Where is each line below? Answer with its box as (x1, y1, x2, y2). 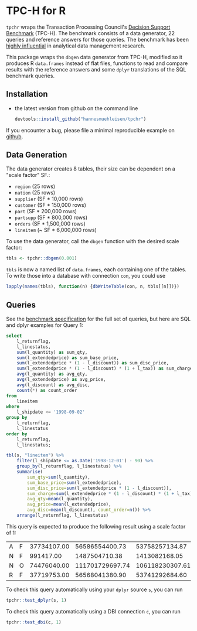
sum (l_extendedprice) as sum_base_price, (16, 354, 119, 361)
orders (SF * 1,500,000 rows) (14, 220, 86, 227)
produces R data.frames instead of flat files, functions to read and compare (6, 60, 188, 67)
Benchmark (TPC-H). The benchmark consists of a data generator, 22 (6, 29, 175, 36)
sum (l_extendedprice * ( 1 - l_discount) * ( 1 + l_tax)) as (16, 366, 164, 371)
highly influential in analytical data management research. (6, 42, 145, 49)
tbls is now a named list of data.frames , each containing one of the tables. (6, 266, 186, 273)
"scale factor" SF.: (6, 172, 50, 179)
